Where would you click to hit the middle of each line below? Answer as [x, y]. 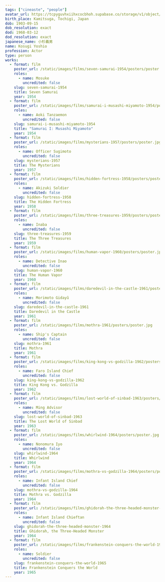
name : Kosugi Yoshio [26, 46]
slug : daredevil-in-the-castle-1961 [52, 307]
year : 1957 [25, 170]
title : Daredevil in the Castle [47, 311]
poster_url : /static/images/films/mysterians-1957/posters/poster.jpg [88, 142]
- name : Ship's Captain [42, 335]
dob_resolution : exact [28, 28]
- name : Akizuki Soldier [43, 188]
